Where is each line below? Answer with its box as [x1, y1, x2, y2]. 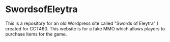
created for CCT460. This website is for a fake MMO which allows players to [5, 25, 165, 31]
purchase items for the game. [5, 31, 67, 37]
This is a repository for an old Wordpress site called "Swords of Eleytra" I [5, 20, 158, 26]
